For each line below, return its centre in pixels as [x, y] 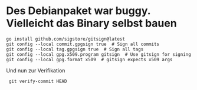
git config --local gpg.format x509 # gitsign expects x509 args [89, 59]
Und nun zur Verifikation [36, 70]
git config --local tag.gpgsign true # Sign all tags [75, 49]
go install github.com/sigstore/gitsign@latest [66, 39]
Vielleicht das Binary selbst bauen [91, 23]
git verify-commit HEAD [38, 81]
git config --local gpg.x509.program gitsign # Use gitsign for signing [99, 54]
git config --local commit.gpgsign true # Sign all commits [83, 44]
